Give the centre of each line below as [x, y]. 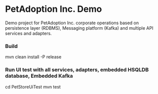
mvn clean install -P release [33, 57]
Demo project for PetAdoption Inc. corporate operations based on [72, 23]
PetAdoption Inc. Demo [54, 9]
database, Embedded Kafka [39, 76]
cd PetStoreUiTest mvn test [33, 87]
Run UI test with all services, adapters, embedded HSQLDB [77, 70]
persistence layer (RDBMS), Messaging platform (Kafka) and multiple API [79, 28]
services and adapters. [28, 33]
